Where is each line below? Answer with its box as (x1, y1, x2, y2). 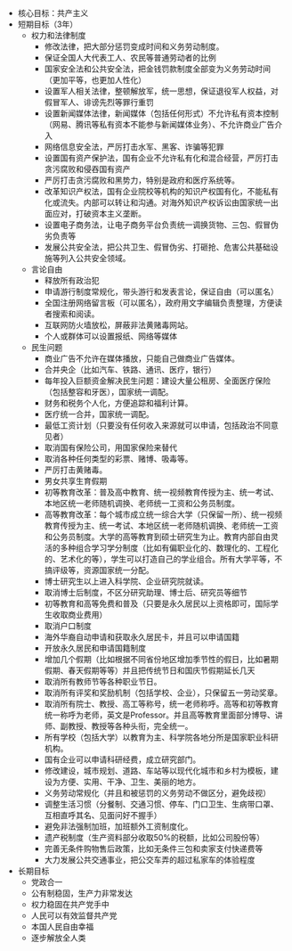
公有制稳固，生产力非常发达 (30, 888, 134, 898)
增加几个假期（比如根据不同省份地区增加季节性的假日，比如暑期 (44, 654, 279, 664)
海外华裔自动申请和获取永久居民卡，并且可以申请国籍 (44, 632, 240, 642)
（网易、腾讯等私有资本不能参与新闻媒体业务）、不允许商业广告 (44, 119, 275, 129)
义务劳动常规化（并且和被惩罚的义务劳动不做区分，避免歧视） (44, 788, 272, 798)
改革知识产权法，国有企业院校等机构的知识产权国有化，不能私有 (44, 186, 279, 196)
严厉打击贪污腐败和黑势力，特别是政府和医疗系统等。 (44, 175, 240, 185)
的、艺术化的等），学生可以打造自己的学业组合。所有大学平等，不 (44, 553, 283, 564)
